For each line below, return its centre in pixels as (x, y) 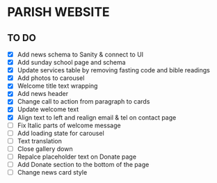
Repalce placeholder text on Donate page (77, 157)
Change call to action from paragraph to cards (83, 102)
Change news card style (52, 172)
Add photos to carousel (51, 78)
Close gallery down (45, 149)
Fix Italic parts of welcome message (69, 125)
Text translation (40, 141)
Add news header (42, 94)
